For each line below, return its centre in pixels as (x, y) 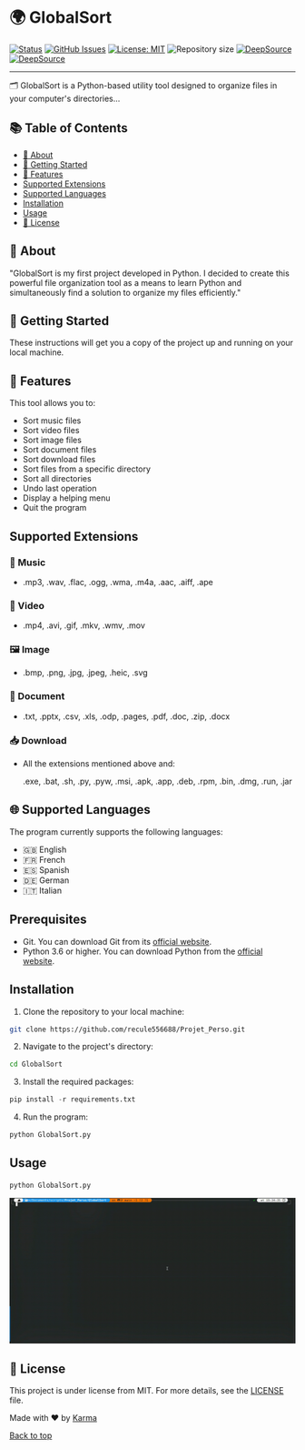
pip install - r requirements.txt (73, 1100)
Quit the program (54, 508)
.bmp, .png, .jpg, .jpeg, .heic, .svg (85, 673)
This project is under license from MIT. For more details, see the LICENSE (147, 1391)
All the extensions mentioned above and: (98, 764)
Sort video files (51, 431)
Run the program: (55, 1117)
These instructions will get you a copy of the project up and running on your (151, 343)
